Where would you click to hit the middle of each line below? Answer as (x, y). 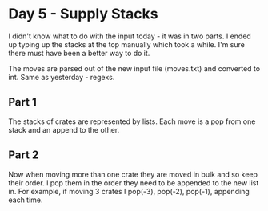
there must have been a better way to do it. (79, 53)
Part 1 (23, 102)
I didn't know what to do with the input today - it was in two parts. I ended (130, 36)
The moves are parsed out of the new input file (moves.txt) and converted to (134, 68)
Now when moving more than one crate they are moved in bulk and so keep (133, 174)
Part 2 (24, 155)
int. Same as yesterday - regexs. (62, 77)
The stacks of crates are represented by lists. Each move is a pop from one (132, 121)
